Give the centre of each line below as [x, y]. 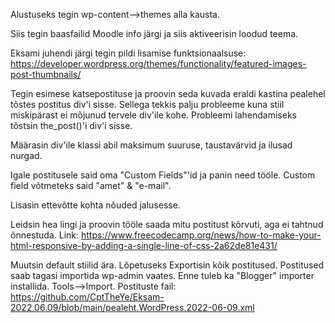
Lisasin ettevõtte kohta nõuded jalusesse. [95, 205]
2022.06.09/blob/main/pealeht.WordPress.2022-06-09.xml [132, 307]
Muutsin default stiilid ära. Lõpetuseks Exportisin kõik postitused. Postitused [167, 265]
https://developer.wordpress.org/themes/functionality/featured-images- [158, 63]
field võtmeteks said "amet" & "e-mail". [91, 185]
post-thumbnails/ [46, 74]
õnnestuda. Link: [45, 235]
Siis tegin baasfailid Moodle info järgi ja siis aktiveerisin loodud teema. [154, 33]
